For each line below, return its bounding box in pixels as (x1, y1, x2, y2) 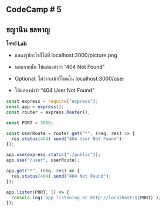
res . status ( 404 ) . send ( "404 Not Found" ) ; (11, 173, 111, 179)
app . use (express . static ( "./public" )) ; (6, 152, 101, 158)
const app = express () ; (6, 104, 65, 110)
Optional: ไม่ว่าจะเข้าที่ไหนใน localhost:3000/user (14, 75, 125, 82)
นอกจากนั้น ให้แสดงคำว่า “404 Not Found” (14, 64, 105, 71)
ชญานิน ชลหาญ (6, 25, 50, 34)
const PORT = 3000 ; (6, 120, 54, 126)
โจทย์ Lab (6, 40, 28, 47)
